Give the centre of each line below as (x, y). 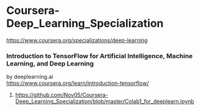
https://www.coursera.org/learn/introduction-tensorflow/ (78, 83)
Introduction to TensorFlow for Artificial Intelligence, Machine (100, 56)
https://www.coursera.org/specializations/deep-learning (77, 40)
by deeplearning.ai (30, 77)
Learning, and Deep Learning (50, 63)
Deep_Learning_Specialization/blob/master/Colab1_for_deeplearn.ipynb (105, 101)
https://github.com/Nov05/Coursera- (62, 95)
